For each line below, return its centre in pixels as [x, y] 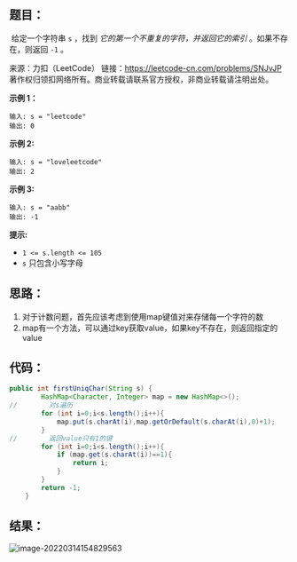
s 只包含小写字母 [52, 263]
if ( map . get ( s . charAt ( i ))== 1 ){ [114, 455]
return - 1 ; [61, 487]
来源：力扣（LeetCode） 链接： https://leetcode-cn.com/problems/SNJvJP [145, 67]
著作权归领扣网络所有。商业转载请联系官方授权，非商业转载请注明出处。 [141, 79]
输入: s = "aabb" [40, 207]
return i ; [90, 463]
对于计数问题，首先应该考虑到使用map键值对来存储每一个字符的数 [143, 316]
